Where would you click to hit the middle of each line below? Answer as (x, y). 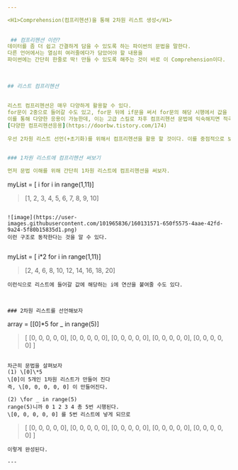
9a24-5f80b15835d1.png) (42, 230)
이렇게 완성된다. (28, 450)
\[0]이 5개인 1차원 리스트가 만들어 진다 (59, 380)
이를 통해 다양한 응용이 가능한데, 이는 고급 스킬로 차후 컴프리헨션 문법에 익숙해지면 (114, 119)
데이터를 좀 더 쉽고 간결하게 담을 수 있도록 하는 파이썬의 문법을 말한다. (99, 47)
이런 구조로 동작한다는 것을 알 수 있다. (57, 237)
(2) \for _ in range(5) (42, 400)
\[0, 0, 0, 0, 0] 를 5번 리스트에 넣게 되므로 (69, 415)
